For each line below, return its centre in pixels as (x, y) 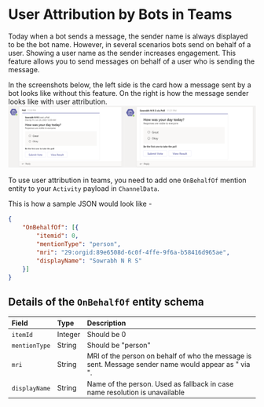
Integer (69, 334)
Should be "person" (119, 345)
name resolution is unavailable (136, 392)
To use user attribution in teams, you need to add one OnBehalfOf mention (127, 180)
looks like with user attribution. (58, 101)
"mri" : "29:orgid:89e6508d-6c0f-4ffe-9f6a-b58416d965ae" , (133, 252)
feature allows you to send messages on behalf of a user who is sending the (132, 61)
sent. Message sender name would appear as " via (169, 365)
